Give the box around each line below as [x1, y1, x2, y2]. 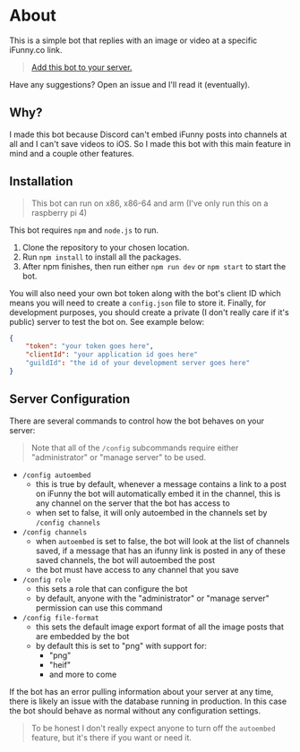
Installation [9, 174, 73, 189]
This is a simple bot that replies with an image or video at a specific [9, 35, 258, 46]
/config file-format [21, 613, 99, 622]
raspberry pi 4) [30, 207, 88, 218]
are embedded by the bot [35, 630, 130, 641]
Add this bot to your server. [30, 62, 133, 73]
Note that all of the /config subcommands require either [30, 442, 239, 453]
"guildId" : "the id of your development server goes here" [25, 359, 251, 368]
